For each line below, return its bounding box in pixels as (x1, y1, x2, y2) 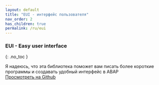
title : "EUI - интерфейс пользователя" (5, 12, 89, 17)
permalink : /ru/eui (5, 26, 46, 31)
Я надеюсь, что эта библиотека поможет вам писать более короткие (5, 63, 154, 69)
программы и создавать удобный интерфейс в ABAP (5, 68, 119, 75)
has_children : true (5, 21, 46, 26)
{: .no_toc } (5, 53, 28, 60)
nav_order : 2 (5, 16, 33, 21)
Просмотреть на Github (5, 74, 56, 80)
